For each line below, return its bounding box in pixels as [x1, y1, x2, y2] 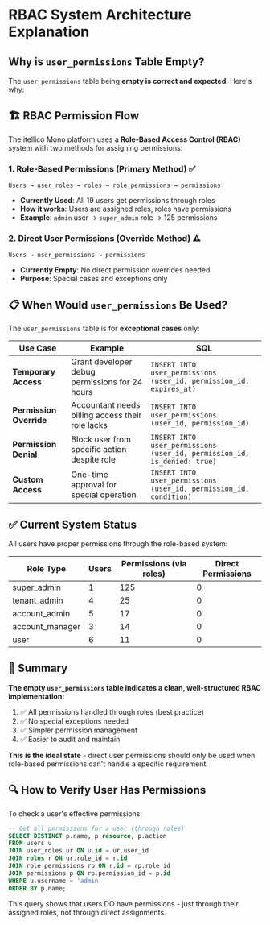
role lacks [71, 420, 108, 431]
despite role [71, 454, 117, 465]
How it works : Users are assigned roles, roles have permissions [19, 204, 231, 214]
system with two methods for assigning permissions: [8, 143, 183, 152]
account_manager [12, 621, 81, 633]
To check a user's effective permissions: [8, 808, 143, 819]
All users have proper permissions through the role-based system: [8, 539, 228, 549]
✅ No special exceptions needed [19, 716, 129, 726]
